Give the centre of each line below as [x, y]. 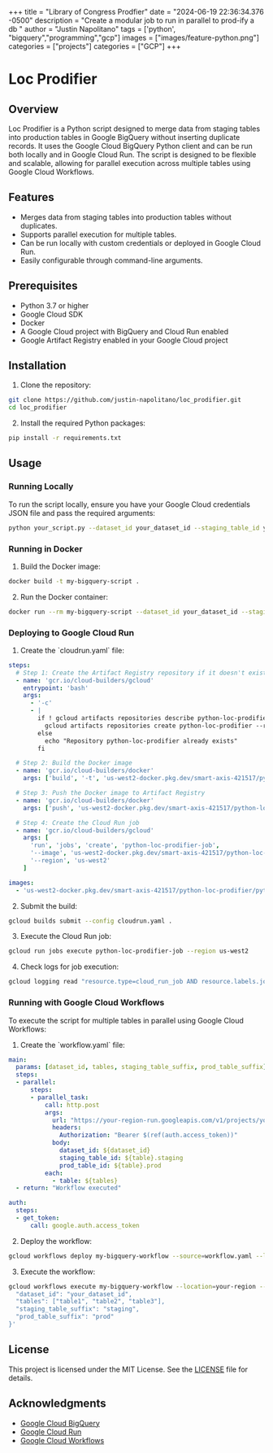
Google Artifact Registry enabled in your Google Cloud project [124, 340]
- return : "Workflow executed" [69, 1188]
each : [54, 1173]
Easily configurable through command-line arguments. [111, 260]
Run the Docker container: [64, 596]
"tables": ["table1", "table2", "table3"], [90, 1302]
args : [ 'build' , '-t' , [61, 779]
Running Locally [41, 487]
